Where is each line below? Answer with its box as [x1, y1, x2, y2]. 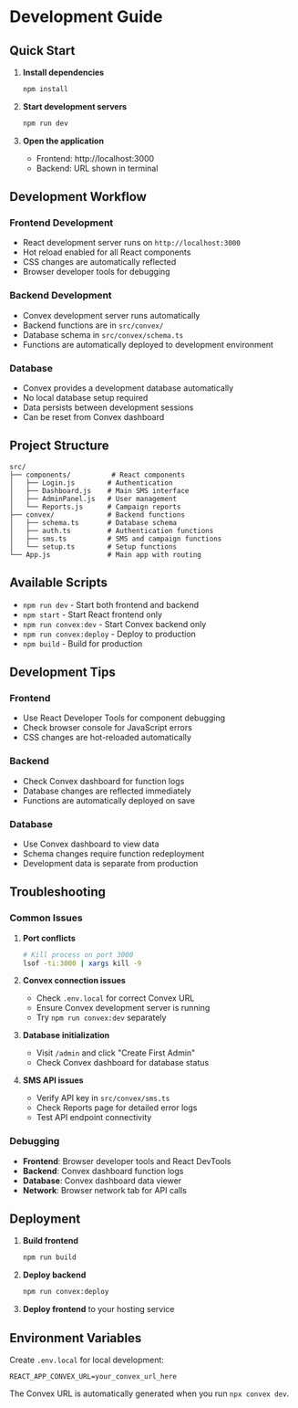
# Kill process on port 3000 [22, 950, 134, 960]
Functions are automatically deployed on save [22, 794, 196, 805]
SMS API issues [22, 1075, 84, 1086]
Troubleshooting [9, 884, 107, 900]
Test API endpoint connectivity [36, 1112, 152, 1123]
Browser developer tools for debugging [22, 267, 170, 278]
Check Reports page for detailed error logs [36, 1102, 198, 1113]
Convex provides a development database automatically [22, 383, 234, 394]
